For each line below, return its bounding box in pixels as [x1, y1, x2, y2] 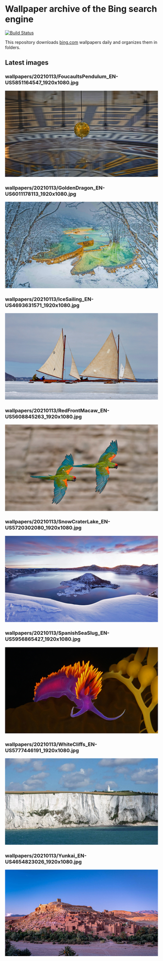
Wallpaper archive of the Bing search [5, 3, 157, 15]
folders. [5, 44, 20, 50]
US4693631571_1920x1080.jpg [5, 302, 80, 309]
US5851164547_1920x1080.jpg [5, 79, 79, 86]
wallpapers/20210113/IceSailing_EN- [5, 296, 94, 302]
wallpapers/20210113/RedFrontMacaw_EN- [5, 407, 110, 414]
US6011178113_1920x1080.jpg [5, 191, 77, 198]
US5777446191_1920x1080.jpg [5, 747, 79, 754]
